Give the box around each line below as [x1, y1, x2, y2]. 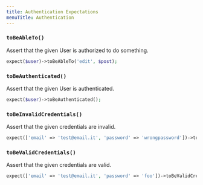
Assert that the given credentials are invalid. [6, 123, 116, 131]
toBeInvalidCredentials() [6, 111, 83, 118]
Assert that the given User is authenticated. [6, 85, 115, 92]
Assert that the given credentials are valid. [6, 161, 112, 169]
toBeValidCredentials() [6, 149, 77, 156]
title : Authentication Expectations [6, 8, 98, 15]
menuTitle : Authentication [6, 15, 74, 21]
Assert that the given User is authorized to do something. [6, 47, 149, 54]
